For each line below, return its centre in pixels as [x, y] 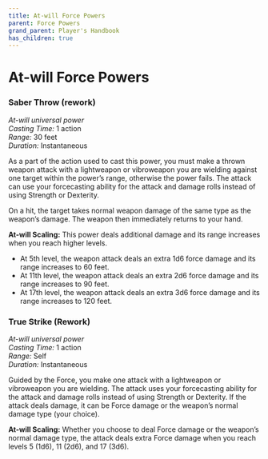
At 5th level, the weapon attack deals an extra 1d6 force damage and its [138, 258]
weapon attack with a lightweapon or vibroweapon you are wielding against [133, 170]
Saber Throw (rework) [52, 102]
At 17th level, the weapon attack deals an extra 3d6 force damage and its [140, 292]
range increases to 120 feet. [66, 301]
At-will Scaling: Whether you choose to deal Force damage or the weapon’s [134, 429]
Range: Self [28, 356]
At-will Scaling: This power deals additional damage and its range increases [134, 234]
